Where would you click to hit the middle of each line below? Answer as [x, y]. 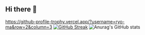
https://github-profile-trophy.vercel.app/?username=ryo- [65, 21]
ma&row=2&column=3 [29, 27]
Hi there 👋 [21, 9]
